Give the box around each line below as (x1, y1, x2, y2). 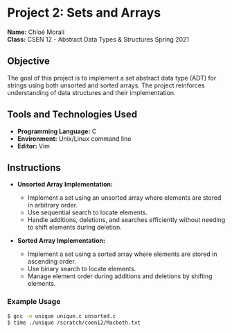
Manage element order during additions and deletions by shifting (27, 272, 213, 280)
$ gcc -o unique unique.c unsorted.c (7, 312, 116, 320)
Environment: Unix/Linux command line (17, 134, 132, 143)
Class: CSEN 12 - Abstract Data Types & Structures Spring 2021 (7, 35, 189, 43)
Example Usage (7, 297, 61, 307)
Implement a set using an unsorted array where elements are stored (27, 194, 222, 202)
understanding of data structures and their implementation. (7, 88, 176, 96)
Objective (7, 55, 51, 67)
